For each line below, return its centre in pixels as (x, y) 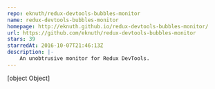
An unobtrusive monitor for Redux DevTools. (85, 59)
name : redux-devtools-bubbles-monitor (63, 20)
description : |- (30, 52)
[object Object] (29, 78)
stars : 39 (21, 39)
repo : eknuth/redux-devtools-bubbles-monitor (74, 13)
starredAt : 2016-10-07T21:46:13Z (55, 46)
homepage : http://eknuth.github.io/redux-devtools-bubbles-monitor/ (108, 26)
